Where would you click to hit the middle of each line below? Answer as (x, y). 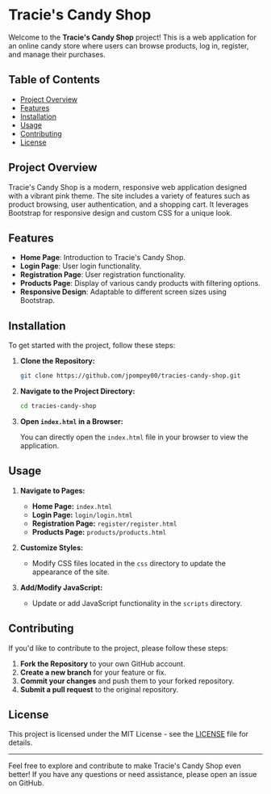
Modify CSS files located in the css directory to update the (129, 563)
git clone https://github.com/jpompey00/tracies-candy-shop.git (130, 376)
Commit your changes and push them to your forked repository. (127, 681)
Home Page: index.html (72, 506)
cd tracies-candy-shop (58, 406)
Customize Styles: (51, 548)
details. (21, 743)
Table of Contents (54, 80)
